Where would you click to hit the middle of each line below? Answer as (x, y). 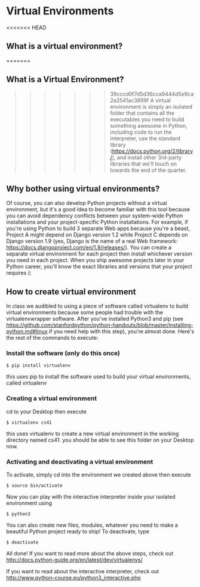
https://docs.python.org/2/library (153, 151)
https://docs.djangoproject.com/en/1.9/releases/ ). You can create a (89, 248)
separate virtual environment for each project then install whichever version (99, 254)
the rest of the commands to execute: (52, 338)
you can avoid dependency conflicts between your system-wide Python (95, 216)
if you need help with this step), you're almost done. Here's (121, 331)
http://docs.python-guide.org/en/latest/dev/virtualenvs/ (75, 560)
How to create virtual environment (71, 292)
